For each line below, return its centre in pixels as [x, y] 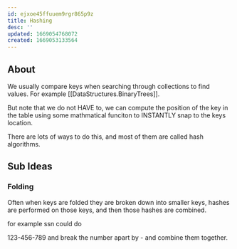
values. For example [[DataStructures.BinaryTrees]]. [84, 94]
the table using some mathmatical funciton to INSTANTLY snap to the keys [117, 115]
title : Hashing [30, 21]
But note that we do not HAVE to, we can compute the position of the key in [118, 107]
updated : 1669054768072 [43, 34]
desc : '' [20, 27]
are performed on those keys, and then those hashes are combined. [107, 210]
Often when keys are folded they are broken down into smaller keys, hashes [118, 202]
